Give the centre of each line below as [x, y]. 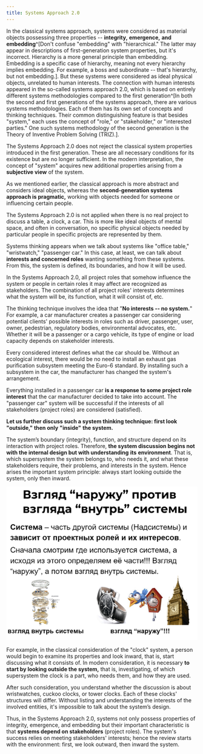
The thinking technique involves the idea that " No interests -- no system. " [99, 308]
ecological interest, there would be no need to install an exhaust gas [92, 359]
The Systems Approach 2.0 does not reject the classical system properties [99, 146]
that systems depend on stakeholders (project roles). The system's [92, 731]
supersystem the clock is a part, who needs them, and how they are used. [98, 676]
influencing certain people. [40, 203]
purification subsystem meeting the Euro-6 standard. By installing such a [97, 365]
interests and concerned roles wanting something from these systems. [96, 259]
